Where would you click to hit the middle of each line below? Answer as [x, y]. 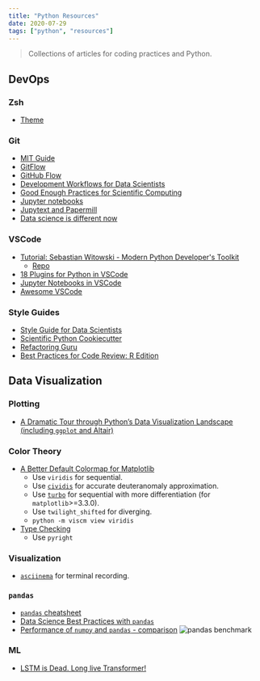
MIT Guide [38, 158]
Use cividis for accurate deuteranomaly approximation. [126, 486]
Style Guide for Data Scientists [71, 330]
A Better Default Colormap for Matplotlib [87, 469]
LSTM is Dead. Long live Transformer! [83, 668]
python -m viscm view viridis [83, 521]
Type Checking [45, 528]
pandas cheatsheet [51, 612]
